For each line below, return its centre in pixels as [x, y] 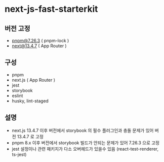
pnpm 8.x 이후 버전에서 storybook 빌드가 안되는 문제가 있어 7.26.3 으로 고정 [86, 143]
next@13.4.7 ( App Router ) [39, 46]
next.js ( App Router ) [33, 80]
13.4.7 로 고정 [30, 136]
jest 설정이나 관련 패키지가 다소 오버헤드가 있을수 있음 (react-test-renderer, [85, 149]
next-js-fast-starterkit [51, 9]
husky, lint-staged [30, 101]
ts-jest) [19, 154]
